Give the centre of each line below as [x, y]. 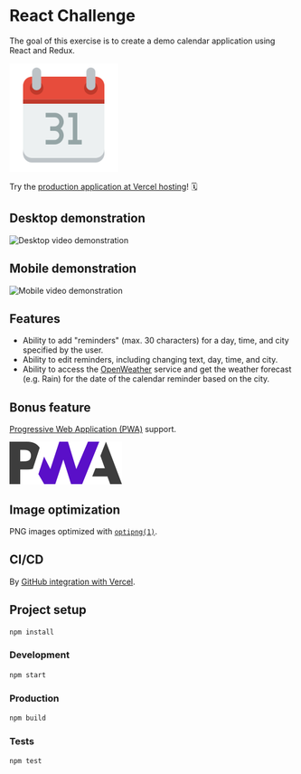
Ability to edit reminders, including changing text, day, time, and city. [150, 360]
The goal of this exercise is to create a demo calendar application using [142, 41]
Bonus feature [50, 407]
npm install [32, 632]
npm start [28, 675]
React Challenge [72, 16]
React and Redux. [42, 50]
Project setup [48, 610]
